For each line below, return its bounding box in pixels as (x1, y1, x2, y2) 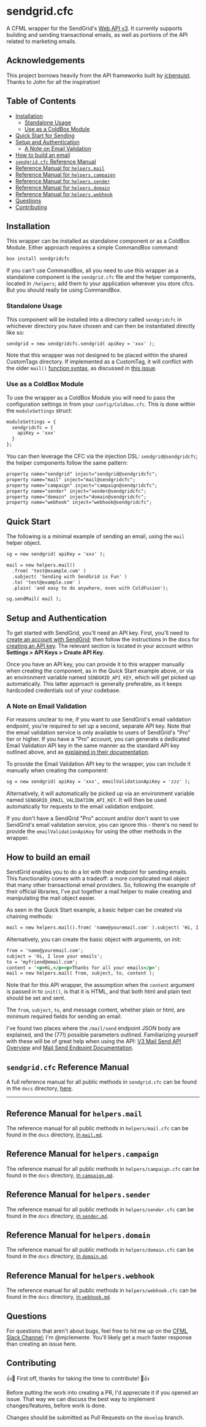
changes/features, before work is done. (6, 1402, 106, 1409)
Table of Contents (6, 96, 77, 107)
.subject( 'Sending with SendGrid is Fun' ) (12, 573, 128, 580)
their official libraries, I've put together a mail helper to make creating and (6, 888, 192, 896)
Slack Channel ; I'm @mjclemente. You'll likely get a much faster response (6, 1334, 192, 1341)
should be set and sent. (6, 994, 66, 1002)
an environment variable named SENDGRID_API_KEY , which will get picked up (6, 674, 196, 681)
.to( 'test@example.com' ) (12, 579, 81, 585)
